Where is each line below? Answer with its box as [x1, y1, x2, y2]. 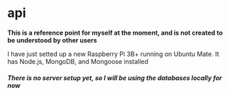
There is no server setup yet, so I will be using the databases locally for [7, 73, 222, 82]
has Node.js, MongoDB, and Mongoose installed [7, 57, 149, 65]
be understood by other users [7, 35, 97, 44]
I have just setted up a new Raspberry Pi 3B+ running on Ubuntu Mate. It [7, 50, 219, 58]
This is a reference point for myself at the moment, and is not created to [7, 28, 223, 37]
